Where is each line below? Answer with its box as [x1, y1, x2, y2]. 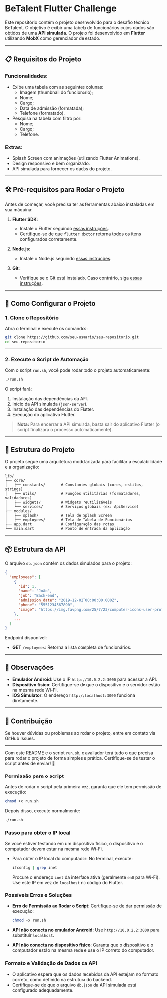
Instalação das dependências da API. [12, 396, 88, 402]
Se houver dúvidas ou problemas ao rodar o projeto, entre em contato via [5, 730, 156, 736]
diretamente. [12, 698, 39, 704]
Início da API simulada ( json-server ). [12, 401, 88, 407]
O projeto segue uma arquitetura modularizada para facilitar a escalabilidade [5, 459, 162, 465]
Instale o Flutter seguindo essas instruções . [19, 225, 109, 231]
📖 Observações [5, 663, 54, 672]
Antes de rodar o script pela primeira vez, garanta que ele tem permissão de [5, 784, 162, 790]
